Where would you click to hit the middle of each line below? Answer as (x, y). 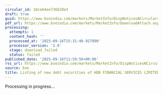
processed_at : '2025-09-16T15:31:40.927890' (55, 41)
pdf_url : (14, 23)
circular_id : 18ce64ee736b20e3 (37, 9)
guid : (10, 18)
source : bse (17, 68)
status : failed (25, 55)
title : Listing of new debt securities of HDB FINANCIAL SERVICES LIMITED (82, 73)
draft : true (17, 14)
